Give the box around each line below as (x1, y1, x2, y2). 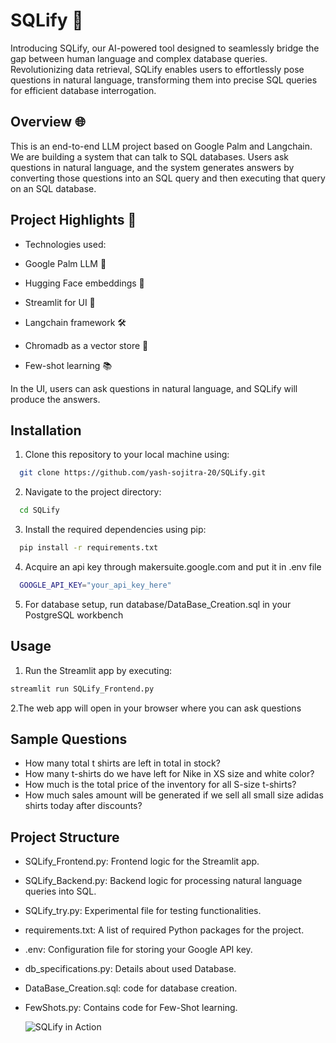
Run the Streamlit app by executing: (24, 664, 173, 676)
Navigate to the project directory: (24, 486, 162, 498)
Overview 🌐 (10, 114, 86, 131)
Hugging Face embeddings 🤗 (24, 277, 145, 289)
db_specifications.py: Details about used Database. (24, 963, 237, 975)
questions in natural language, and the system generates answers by (10, 161, 295, 173)
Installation (10, 422, 82, 439)
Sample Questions (10, 730, 128, 748)
